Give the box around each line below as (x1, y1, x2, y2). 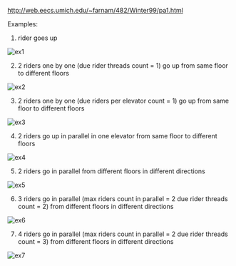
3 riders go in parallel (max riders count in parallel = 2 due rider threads (17, 195, 228, 203)
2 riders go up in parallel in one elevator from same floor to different (17, 132, 217, 140)
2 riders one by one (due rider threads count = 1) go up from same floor (17, 61, 228, 70)
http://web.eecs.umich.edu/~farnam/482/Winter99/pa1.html (7, 6, 183, 14)
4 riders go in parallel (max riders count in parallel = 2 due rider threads (17, 230, 228, 238)
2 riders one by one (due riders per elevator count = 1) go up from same (17, 96, 230, 105)
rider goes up (17, 34, 58, 42)
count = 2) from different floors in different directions (17, 203, 174, 210)
